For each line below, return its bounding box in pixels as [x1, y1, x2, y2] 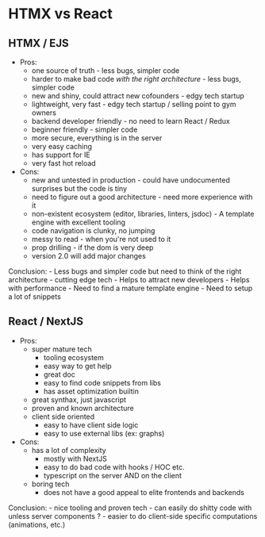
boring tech [31, 479, 70, 489]
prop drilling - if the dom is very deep [31, 243, 154, 252]
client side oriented [31, 412, 95, 421]
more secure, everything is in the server [31, 133, 163, 143]
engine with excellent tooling [31, 217, 125, 227]
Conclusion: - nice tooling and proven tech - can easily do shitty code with [8, 503, 252, 512]
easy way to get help [43, 361, 113, 370]
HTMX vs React [8, 5, 113, 23]
